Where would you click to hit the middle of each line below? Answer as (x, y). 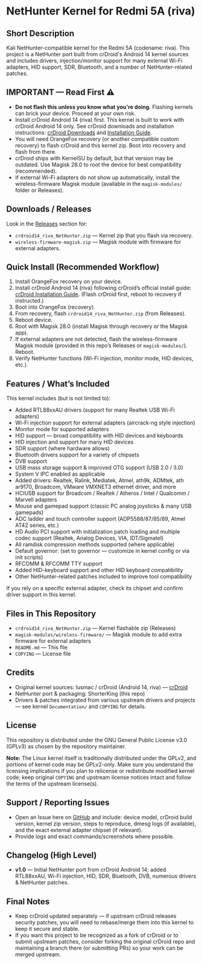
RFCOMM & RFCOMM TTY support (58, 564)
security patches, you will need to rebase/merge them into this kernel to (104, 922)
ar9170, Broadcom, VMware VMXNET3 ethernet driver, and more (96, 487)
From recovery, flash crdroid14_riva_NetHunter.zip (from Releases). (100, 313)
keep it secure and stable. (47, 929)
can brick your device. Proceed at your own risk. (75, 113)
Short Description (40, 33)
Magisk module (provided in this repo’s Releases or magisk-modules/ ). (101, 345)
